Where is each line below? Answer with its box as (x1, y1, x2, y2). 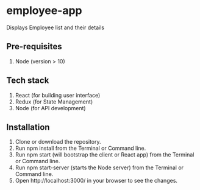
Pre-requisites (6, 41, 62, 52)
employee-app (6, 4, 82, 18)
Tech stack (6, 76, 49, 86)
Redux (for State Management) (15, 98, 93, 105)
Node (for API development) (15, 104, 87, 111)
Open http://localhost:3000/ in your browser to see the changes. (15, 177, 178, 185)
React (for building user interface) (15, 91, 101, 99)
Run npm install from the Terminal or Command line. (15, 144, 146, 152)
